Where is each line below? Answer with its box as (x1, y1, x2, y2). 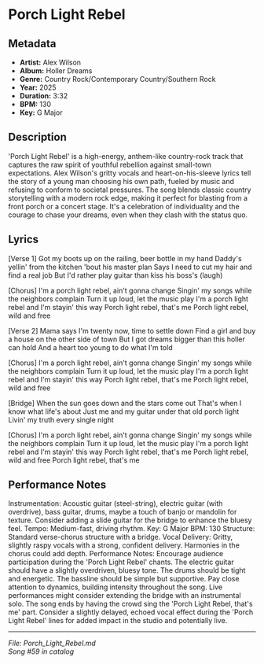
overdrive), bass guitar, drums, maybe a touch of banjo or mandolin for (8, 507, 237, 517)
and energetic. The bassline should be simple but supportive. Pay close (8, 574, 240, 584)
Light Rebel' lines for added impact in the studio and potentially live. (8, 616, 228, 625)
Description (8, 131, 67, 144)
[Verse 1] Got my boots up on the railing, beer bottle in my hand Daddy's (8, 253, 242, 263)
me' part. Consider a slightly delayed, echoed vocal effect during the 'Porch (8, 607, 254, 617)
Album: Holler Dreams (19, 66, 93, 76)
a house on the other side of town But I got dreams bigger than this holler (8, 334, 246, 344)
